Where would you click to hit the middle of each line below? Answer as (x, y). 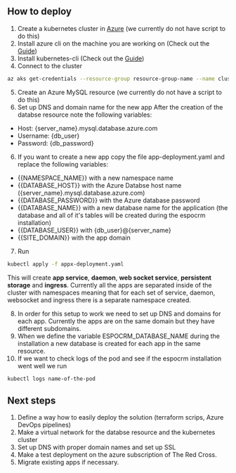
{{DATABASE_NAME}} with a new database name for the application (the (123, 207)
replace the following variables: (63, 164)
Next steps (32, 400)
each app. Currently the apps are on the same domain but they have (116, 321)
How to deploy (40, 12)
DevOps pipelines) (44, 425)
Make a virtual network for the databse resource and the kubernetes (116, 432)
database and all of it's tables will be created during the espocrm (111, 215)
